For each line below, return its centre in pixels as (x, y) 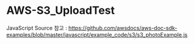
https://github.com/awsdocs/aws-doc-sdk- (123, 28)
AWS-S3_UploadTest (61, 11)
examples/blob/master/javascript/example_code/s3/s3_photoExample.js (97, 34)
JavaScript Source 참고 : (37, 28)
